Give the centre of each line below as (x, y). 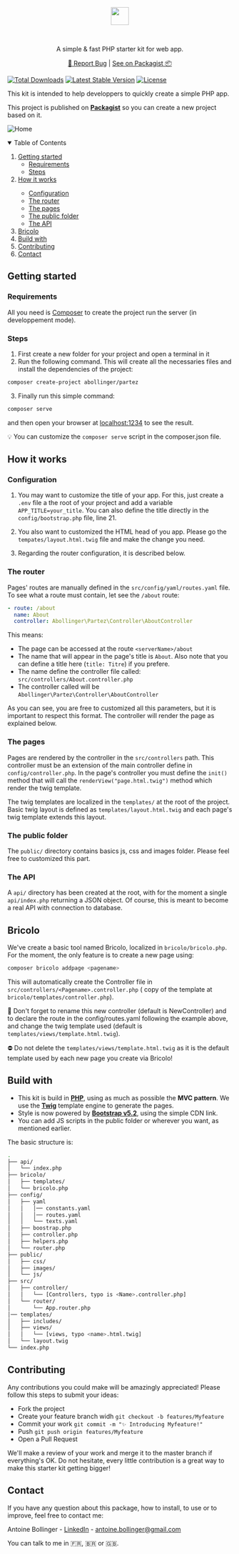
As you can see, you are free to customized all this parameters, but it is (112, 708)
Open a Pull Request (48, 1439)
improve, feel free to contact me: (55, 1515)
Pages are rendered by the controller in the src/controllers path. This (111, 757)
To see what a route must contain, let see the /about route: (93, 595)
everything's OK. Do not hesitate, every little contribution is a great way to (116, 1460)
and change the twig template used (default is (75, 1026)
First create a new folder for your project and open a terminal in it (113, 354)
